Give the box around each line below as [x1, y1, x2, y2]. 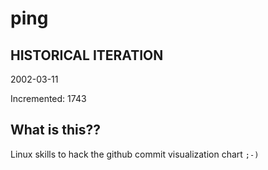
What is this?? [10, 122, 101, 139]
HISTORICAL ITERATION [10, 47, 164, 64]
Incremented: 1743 [10, 93, 87, 104]
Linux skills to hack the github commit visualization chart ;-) [10, 148, 260, 160]
